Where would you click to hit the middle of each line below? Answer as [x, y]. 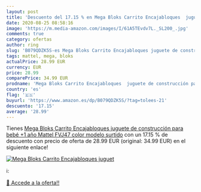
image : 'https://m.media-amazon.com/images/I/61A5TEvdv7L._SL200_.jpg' [97, 28]
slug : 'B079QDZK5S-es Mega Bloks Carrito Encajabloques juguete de [92, 51]
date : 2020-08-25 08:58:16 [40, 23]
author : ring [22, 45]
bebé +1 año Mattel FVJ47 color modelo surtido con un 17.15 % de [87, 135]
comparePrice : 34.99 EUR [37, 78]
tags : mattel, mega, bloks [40, 56]
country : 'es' [24, 89]
